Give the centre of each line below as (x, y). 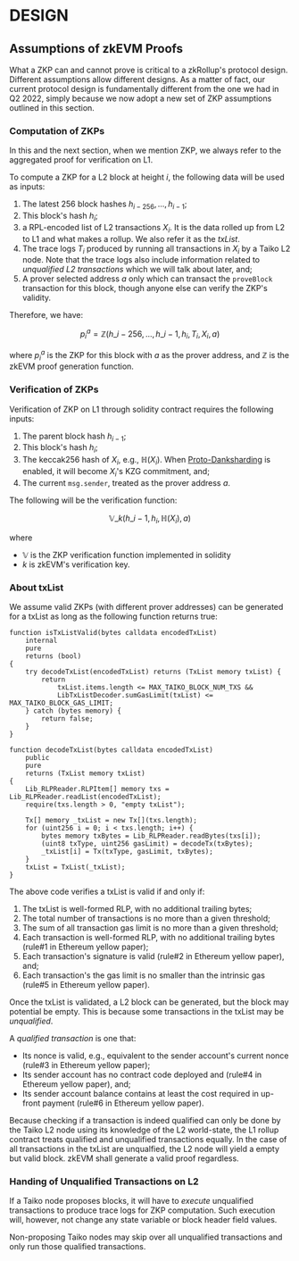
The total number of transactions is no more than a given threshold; (146, 918)
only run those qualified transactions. (78, 1247)
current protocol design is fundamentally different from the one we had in (144, 89)
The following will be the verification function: (93, 500)
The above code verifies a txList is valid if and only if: (107, 891)
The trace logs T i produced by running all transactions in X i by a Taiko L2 (156, 249)
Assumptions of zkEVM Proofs (96, 49)
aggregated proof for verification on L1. (81, 160)
